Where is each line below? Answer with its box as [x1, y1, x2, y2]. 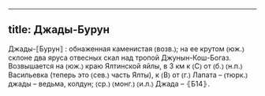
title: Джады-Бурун [8, 23, 110, 36]
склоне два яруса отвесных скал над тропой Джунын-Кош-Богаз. [8, 53, 231, 62]
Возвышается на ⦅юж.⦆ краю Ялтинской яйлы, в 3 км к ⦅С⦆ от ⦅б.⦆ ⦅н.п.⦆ [8, 61, 243, 71]
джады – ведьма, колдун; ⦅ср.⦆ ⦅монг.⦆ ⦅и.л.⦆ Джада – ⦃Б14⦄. [8, 79, 211, 88]
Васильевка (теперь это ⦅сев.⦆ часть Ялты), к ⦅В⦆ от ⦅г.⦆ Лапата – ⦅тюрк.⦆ [8, 70, 248, 79]
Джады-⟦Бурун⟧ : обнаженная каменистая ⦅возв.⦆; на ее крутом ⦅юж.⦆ [8, 44, 244, 54]
